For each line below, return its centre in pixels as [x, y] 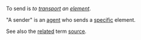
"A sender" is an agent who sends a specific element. [71, 20]
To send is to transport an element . [48, 9]
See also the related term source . [46, 31]
